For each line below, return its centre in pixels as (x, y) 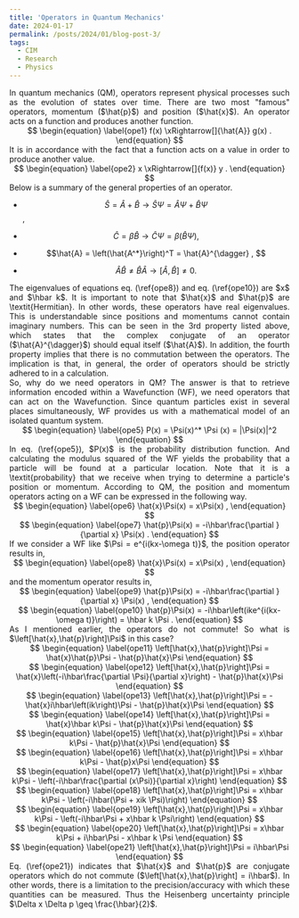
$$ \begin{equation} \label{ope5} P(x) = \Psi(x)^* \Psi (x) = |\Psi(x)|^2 (149, 430)
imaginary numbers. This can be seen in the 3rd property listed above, (149, 326)
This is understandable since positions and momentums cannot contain (149, 316)
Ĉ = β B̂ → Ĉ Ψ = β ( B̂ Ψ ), (156, 236)
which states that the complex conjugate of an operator (149, 335)
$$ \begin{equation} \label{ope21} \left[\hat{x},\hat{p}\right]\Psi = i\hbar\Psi (149, 847)
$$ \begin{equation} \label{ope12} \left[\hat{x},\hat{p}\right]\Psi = (149, 666)
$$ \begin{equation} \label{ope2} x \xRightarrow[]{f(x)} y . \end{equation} (149, 168)
